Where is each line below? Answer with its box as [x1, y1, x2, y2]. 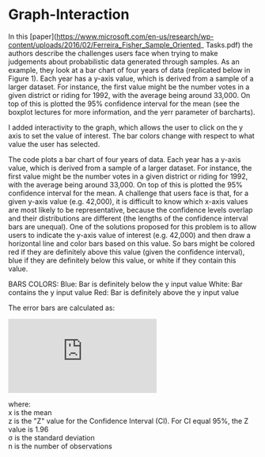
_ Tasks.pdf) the [200, 40, 253, 49]
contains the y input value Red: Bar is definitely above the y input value [8, 287, 240, 297]
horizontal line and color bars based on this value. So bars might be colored [8, 239, 256, 248]
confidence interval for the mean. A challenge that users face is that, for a [8, 188, 249, 198]
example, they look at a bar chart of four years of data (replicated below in [8, 65, 251, 74]
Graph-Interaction [8, 6, 130, 24]
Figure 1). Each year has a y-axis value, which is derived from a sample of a [8, 74, 255, 83]
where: [8, 399, 32, 409]
